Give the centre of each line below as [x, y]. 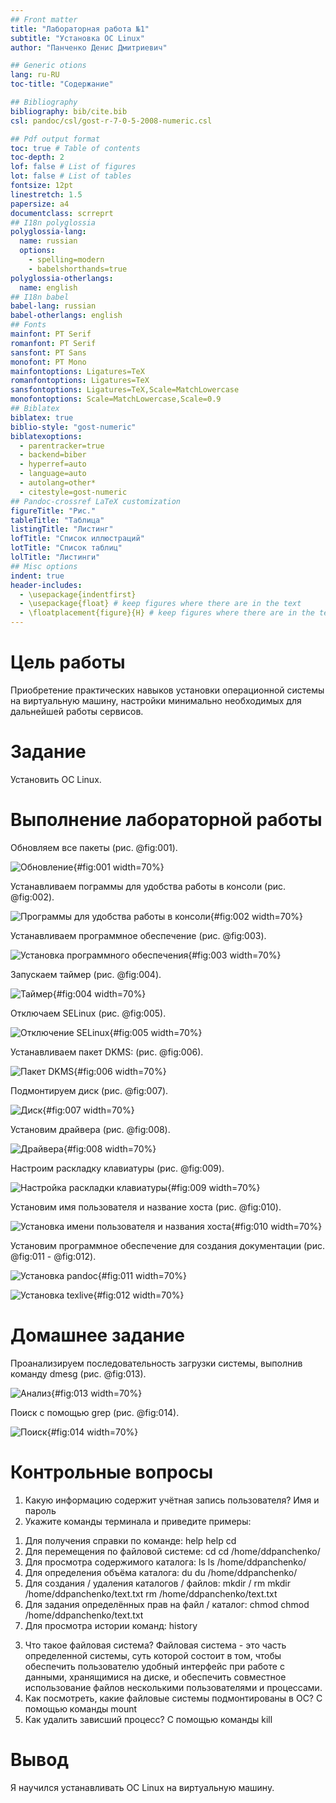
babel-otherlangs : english [66, 316]
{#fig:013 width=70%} [97, 1393]
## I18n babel [40, 297]
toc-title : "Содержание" [62, 84]
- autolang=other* [58, 483]
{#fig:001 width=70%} [119, 867]
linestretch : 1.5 [46, 194]
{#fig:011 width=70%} [142, 1275]
